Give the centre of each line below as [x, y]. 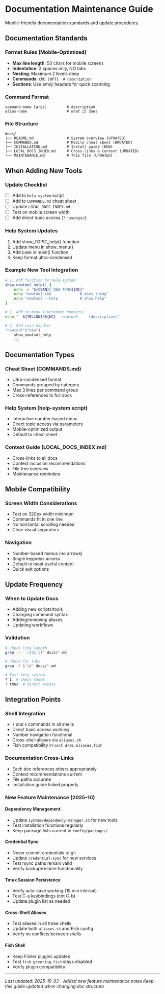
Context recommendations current [47, 774]
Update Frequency [34, 584]
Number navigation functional [42, 735]
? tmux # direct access [30, 684]
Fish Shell [15, 945]
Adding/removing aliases [37, 620]
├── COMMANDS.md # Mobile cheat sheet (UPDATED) [69, 143]
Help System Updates [31, 231]
